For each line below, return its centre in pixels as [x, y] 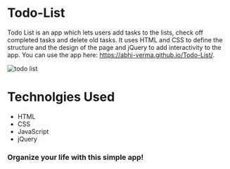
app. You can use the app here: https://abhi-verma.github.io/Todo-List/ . [111, 55]
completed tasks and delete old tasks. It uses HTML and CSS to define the [115, 39]
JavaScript [33, 131]
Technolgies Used [61, 97]
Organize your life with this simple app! [76, 157]
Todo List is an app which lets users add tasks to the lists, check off [106, 32]
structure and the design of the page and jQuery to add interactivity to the [114, 47]
